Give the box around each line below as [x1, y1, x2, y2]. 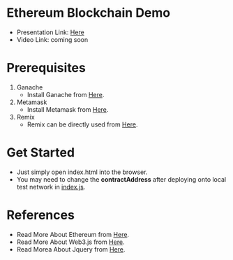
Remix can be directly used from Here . [27, 120, 138, 129]
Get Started [6, 145, 75, 161]
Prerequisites [6, 60, 87, 76]
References [6, 208, 75, 223]
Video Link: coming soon [16, 35, 89, 43]
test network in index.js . [16, 182, 86, 191]
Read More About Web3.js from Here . [16, 238, 125, 246]
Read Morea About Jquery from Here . [16, 245, 126, 253]
